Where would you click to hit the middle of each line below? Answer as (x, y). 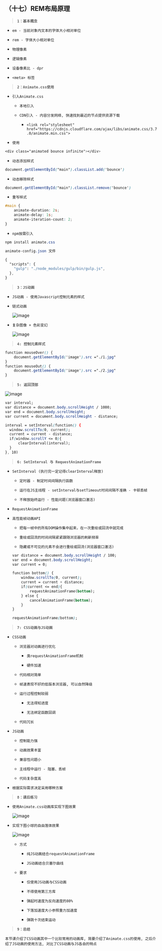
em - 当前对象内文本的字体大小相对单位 (46, 31)
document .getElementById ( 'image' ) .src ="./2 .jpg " (65, 371)
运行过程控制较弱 (34, 694)
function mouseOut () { (28, 366)
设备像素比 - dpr (28, 68)
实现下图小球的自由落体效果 (36, 826)
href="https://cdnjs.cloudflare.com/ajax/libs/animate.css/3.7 (92, 129)
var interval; (19, 403)
